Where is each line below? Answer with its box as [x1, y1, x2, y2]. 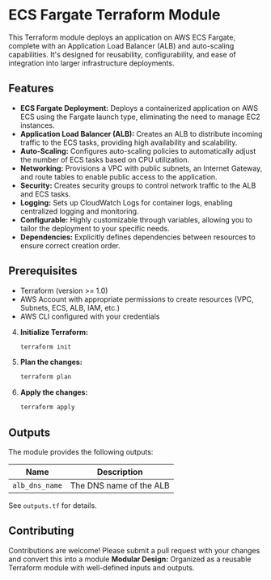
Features [8, 82, 54, 95]
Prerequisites [8, 265, 78, 278]
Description [96, 467, 143, 477]
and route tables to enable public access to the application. [19, 171, 218, 181]
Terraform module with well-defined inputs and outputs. [8, 562, 195, 572]
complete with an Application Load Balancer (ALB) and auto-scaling [8, 40, 235, 50]
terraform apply [19, 403, 75, 412]
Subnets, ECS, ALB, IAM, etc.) [19, 303, 120, 312]
